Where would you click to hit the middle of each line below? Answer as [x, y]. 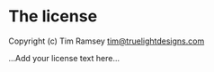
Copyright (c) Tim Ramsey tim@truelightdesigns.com [107, 41]
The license [53, 16]
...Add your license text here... [64, 58]
